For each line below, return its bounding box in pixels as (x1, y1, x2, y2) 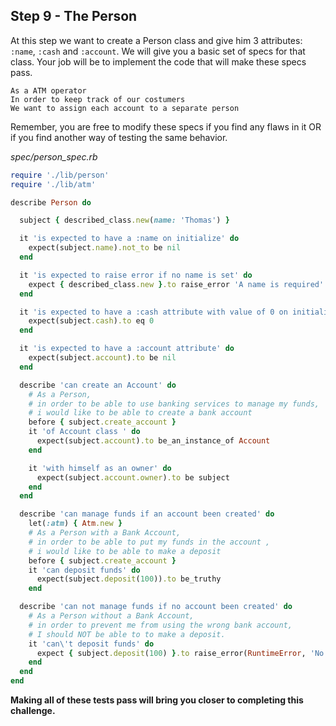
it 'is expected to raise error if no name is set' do (19, 270, 253, 280)
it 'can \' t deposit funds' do (28, 639, 155, 649)
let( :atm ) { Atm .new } (28, 519, 123, 529)
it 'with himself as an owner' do (28, 463, 172, 473)
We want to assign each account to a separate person (10, 103, 240, 113)
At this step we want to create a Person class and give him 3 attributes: (10, 34, 303, 46)
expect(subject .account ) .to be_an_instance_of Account (36, 436, 271, 446)
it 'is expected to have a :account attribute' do (19, 344, 235, 354)
